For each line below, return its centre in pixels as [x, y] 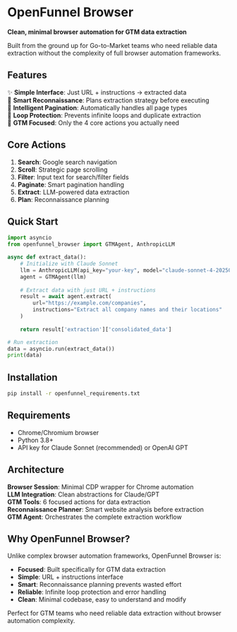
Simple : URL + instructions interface [70, 577]
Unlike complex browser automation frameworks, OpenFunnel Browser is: [114, 556]
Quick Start [33, 221]
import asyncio [30, 238]
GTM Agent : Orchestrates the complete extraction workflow [95, 517]
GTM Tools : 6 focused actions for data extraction [79, 501]
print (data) [25, 355]
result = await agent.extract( [66, 297]
